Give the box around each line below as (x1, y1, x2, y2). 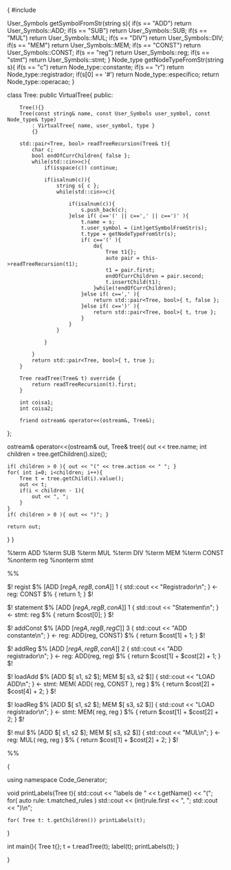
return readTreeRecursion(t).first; (32, 381, 137, 388)
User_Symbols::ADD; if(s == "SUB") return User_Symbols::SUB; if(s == (7, 27, 208, 34)
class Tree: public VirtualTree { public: (7, 91, 113, 99)
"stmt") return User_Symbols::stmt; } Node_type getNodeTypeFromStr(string (7, 56, 224, 64)
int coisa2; (19, 405, 54, 412)
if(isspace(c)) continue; (43, 164, 118, 171)
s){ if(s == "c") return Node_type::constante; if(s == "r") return (7, 63, 184, 71)
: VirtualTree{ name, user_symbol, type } (32, 122, 155, 129)
